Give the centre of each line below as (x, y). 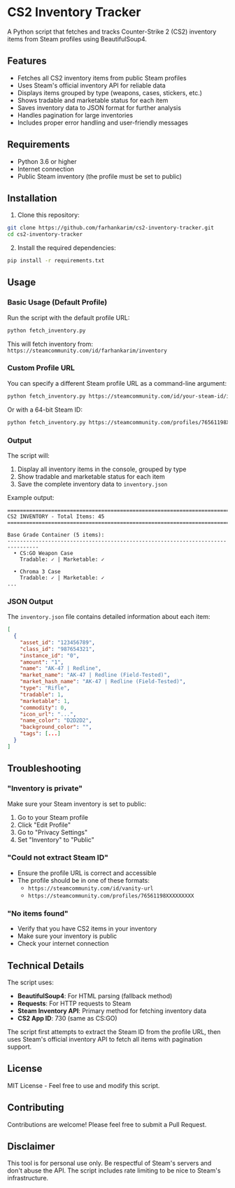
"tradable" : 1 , (42, 694)
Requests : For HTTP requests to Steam (74, 1003)
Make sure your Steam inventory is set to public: (77, 804)
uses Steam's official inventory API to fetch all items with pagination (105, 1039)
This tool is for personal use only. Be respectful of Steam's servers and (109, 1163)
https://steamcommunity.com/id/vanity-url (91, 888)
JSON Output (30, 601)
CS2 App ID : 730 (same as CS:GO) (67, 1018)
